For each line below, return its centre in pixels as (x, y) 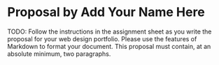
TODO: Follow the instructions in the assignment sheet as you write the (109, 31)
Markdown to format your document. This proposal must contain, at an (109, 46)
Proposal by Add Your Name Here (106, 12)
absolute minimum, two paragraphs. (59, 54)
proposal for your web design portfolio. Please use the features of (102, 38)
